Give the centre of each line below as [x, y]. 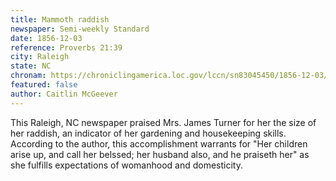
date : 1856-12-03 [46, 38]
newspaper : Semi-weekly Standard [80, 29]
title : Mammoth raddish [60, 19]
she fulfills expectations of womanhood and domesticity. [127, 165]
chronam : [28, 76]
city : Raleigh [40, 57]
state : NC [31, 66]
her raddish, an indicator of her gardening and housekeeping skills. [148, 133]
